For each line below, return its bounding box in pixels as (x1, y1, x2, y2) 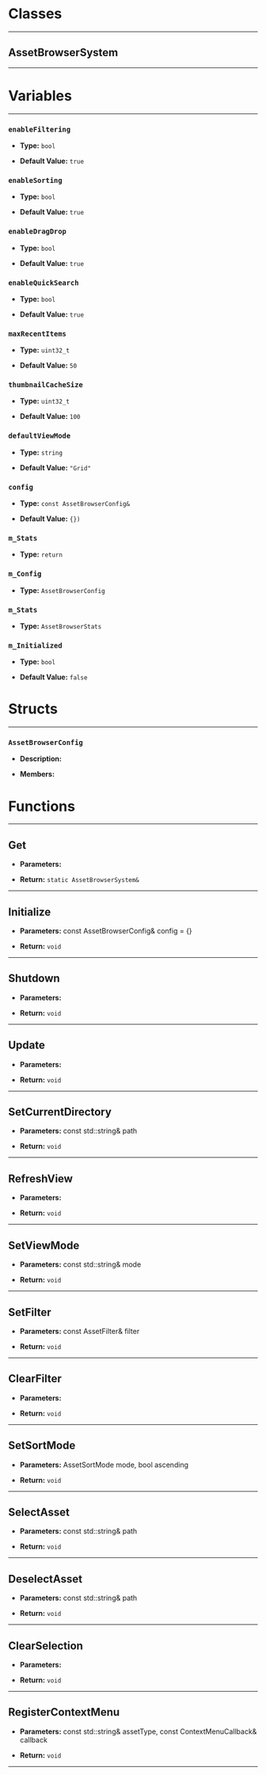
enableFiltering (8, 124, 71, 134)
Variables (8, 86, 73, 105)
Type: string (19, 447, 63, 457)
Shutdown (8, 971, 61, 986)
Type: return (19, 549, 63, 559)
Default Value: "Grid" (19, 462, 91, 472)
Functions (8, 797, 75, 815)
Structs (8, 700, 58, 718)
